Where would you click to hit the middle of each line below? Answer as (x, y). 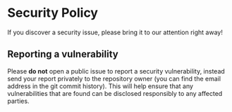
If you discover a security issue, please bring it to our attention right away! (115, 32)
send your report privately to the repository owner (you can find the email (114, 78)
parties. (18, 101)
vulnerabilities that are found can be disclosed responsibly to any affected (115, 93)
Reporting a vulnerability (63, 54)
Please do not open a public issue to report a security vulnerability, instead (116, 71)
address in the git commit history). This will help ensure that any (100, 86)
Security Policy (53, 13)
